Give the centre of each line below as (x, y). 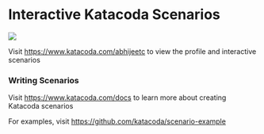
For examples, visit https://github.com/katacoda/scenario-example (117, 121)
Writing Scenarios (44, 80)
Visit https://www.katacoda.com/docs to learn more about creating (117, 98)
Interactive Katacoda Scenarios (114, 15)
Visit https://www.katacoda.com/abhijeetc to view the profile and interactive (132, 51)
